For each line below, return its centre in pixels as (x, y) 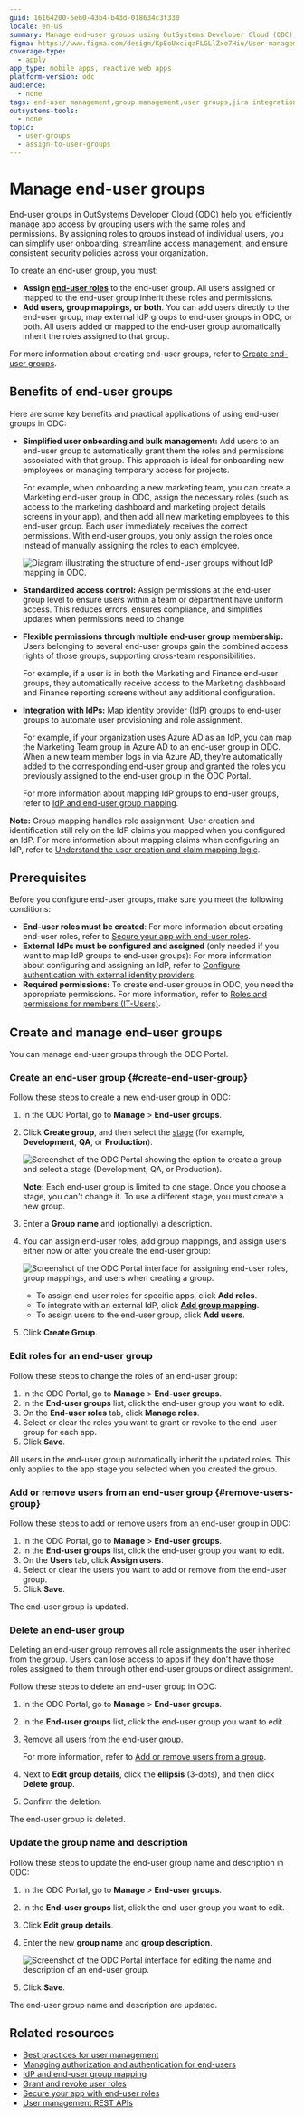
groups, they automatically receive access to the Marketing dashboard (154, 683)
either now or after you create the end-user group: (116, 1251)
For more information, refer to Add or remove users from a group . (144, 1757)
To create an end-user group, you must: (84, 270)
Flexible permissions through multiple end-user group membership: (153, 636)
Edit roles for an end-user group (81, 1356)
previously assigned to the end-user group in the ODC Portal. (137, 775)
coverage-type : (38, 52)
